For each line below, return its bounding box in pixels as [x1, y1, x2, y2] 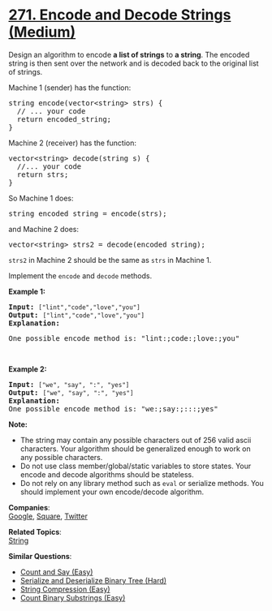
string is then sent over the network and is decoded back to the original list [8, 58, 259, 68]
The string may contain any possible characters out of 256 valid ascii [19, 435, 252, 445]
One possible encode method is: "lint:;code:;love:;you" [8, 333, 240, 342]
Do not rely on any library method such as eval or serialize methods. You [19, 478, 264, 488]
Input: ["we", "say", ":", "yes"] [8, 380, 130, 389]
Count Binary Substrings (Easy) [19, 592, 126, 602]
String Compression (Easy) [19, 584, 111, 594]
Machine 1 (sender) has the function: [8, 83, 132, 93]
